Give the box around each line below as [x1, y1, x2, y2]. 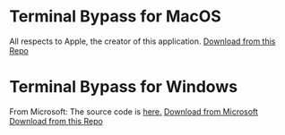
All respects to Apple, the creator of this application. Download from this [9, 36, 276, 46]
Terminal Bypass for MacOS [9, 6, 221, 27]
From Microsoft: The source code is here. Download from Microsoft [9, 105, 258, 117]
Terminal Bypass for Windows [9, 77, 238, 97]
